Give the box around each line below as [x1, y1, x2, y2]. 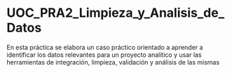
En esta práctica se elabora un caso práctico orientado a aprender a [6, 43, 203, 51]
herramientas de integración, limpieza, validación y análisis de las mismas [6, 58, 220, 66]
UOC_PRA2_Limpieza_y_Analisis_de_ [6, 5, 225, 21]
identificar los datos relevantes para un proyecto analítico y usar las [6, 51, 202, 59]
